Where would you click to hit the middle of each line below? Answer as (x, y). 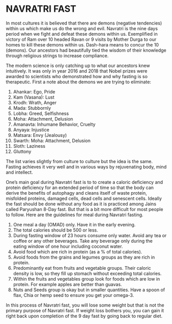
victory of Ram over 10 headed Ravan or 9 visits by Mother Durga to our (81, 39)
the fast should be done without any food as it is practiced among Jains (81, 204)
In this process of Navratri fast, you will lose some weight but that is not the (85, 305)
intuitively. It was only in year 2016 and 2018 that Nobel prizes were (77, 71)
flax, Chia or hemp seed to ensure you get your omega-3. (73, 295)
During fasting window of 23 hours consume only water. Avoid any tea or (90, 235)
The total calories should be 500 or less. (56, 230)
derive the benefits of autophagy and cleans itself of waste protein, (77, 193)
